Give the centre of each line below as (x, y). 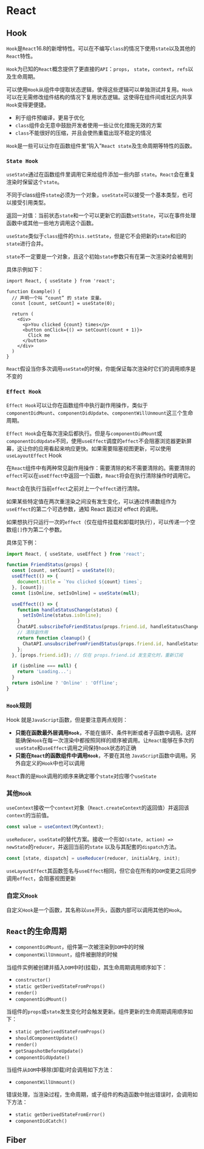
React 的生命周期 (36, 931)
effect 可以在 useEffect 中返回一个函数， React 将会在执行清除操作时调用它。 (100, 475)
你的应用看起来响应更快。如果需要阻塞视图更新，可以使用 (99, 449)
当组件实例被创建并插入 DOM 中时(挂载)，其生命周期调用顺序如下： (87, 968)
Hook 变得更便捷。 (28, 105)
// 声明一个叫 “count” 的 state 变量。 (58, 298)
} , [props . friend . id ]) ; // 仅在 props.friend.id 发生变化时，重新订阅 (97, 655)
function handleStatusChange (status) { (68, 610)
